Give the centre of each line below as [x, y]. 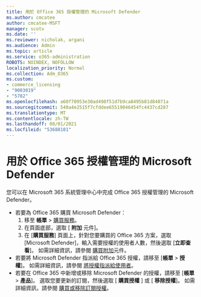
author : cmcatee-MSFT [33, 23]
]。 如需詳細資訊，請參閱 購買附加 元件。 [79, 250]
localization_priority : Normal [46, 68]
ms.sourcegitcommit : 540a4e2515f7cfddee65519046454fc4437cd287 [88, 107]
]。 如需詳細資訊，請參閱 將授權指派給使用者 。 [78, 265]
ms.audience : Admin [31, 46]
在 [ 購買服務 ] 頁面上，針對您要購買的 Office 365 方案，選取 [98, 235]
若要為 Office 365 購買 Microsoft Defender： [71, 212]
